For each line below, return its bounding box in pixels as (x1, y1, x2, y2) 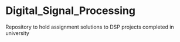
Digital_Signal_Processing (5, 4, 136, 17)
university (5, 29, 30, 36)
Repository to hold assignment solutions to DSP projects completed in (5, 23, 174, 30)
